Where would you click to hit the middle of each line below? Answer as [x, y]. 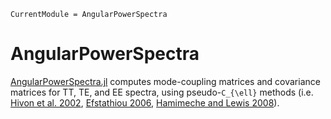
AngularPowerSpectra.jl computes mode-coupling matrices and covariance [165, 81]
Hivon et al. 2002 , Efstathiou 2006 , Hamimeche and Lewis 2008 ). [145, 102]
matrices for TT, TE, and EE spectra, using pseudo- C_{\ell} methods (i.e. [162, 92]
